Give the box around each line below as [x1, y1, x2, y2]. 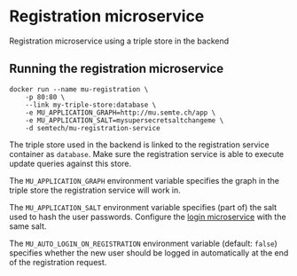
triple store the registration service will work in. [9, 185, 181, 195]
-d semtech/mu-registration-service [25, 123, 161, 132]
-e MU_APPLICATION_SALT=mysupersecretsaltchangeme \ [25, 115, 224, 125]
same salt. [9, 220, 47, 232]
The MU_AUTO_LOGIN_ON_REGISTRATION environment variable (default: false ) [9, 238, 277, 248]
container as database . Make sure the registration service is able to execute [9, 148, 285, 159]
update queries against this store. [9, 158, 132, 169]
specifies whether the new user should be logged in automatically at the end [9, 247, 289, 258]
